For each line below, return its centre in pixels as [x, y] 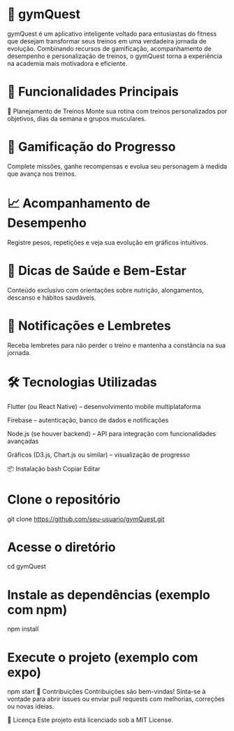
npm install [23, 629]
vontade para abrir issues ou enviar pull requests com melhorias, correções [116, 699]
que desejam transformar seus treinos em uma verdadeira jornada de [107, 41]
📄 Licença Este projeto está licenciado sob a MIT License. [90, 720]
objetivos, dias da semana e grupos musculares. [77, 118]
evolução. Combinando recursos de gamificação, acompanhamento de [109, 48]
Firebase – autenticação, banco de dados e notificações [88, 420]
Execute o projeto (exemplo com [103, 657]
